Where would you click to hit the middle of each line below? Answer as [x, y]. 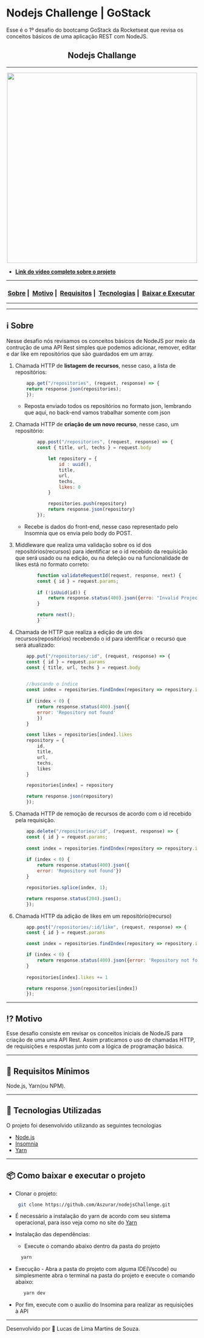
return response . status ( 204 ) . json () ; [74, 898]
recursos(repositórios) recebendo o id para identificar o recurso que [100, 638]
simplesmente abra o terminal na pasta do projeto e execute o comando [105, 1275]
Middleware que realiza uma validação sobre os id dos [83, 544]
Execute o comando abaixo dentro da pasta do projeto [92, 1246]
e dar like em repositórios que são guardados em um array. [80, 354]
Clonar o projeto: [36, 1193]
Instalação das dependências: [53, 1234]
